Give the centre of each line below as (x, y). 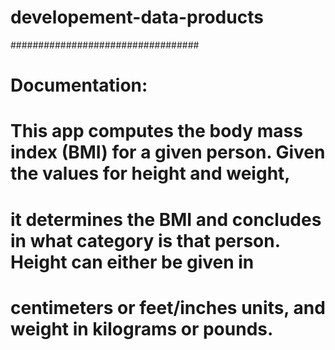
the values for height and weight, (150, 173)
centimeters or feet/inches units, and (168, 307)
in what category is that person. (145, 240)
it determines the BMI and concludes (166, 219)
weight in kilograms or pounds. (142, 328)
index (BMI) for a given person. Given (168, 152)
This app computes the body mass (156, 131)
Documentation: (79, 85)
